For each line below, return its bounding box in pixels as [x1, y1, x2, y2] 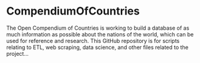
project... [6, 50, 29, 57]
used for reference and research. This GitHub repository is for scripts [6, 37, 180, 44]
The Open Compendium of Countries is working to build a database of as [6, 24, 190, 31]
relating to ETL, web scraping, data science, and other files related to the [6, 44, 188, 51]
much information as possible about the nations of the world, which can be [6, 30, 194, 38]
